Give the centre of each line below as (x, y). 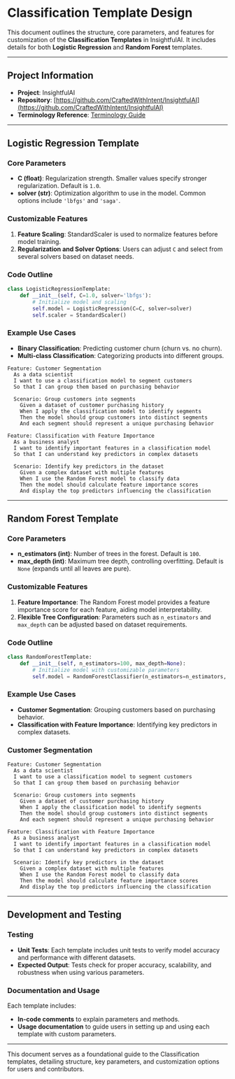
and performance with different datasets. (77, 957)
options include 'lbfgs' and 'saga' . (69, 201)
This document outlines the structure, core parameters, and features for (111, 32)
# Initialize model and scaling (80, 302)
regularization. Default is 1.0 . (59, 186)
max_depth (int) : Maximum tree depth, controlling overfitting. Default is (120, 562)
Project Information (50, 76)
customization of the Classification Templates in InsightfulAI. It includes (112, 39)
